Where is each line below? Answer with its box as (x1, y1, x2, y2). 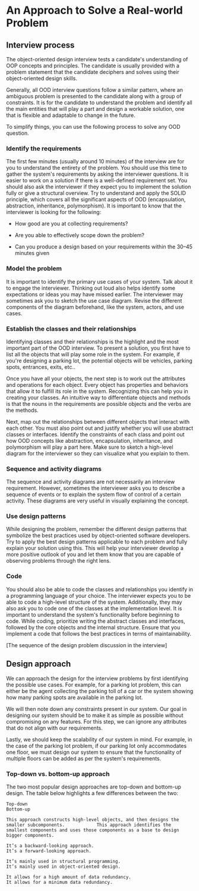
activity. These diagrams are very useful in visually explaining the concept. (6, 497, 189, 504)
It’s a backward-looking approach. (6, 843, 94, 849)
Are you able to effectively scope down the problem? (14, 232, 144, 239)
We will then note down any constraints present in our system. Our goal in (6, 705, 187, 712)
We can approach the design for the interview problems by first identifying (6, 675, 189, 682)
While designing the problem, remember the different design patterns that (6, 526, 187, 533)
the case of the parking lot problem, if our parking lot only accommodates (6, 742, 187, 749)
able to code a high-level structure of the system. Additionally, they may (6, 598, 182, 606)
